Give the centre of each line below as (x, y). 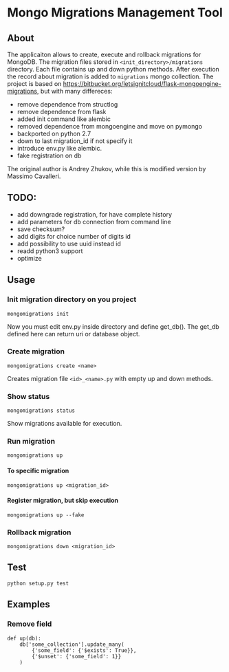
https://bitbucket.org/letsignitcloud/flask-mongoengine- (142, 84)
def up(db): (24, 638)
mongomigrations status (41, 411)
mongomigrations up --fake (46, 515)
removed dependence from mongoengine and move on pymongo (110, 126)
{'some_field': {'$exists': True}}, (84, 650)
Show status (29, 396)
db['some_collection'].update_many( (72, 644)
